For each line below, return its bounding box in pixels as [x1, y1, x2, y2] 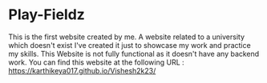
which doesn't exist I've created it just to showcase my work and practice [8, 40, 251, 49]
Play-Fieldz [8, 6, 86, 24]
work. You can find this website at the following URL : [8, 57, 184, 67]
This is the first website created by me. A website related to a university [8, 32, 245, 41]
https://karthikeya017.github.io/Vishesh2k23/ [8, 65, 156, 75]
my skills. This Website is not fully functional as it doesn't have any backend [8, 49, 260, 58]
